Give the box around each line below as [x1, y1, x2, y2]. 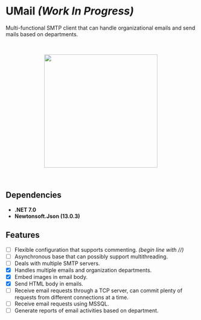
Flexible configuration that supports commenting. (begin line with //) [14, 246, 184, 253]
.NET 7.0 [14, 206, 37, 213]
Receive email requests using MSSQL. [14, 300, 109, 307]
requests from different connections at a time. [14, 294, 129, 301]
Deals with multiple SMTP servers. [14, 260, 100, 267]
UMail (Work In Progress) [5, 4, 134, 18]
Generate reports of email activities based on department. [14, 307, 159, 315]
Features [5, 230, 40, 240]
